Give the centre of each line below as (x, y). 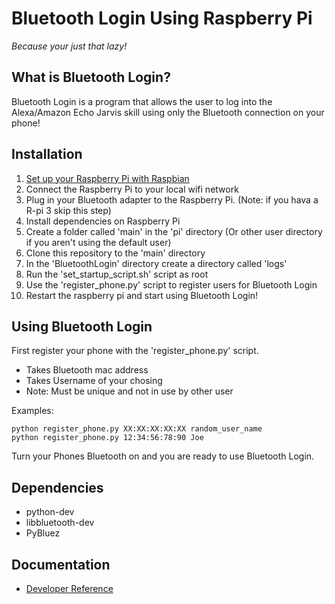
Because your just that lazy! (69, 46)
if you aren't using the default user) (98, 242)
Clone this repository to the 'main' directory (115, 253)
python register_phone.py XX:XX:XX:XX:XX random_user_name (137, 429)
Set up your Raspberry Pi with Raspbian (107, 178)
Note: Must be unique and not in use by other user (129, 391)
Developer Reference (69, 588)
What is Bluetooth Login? (91, 77)
